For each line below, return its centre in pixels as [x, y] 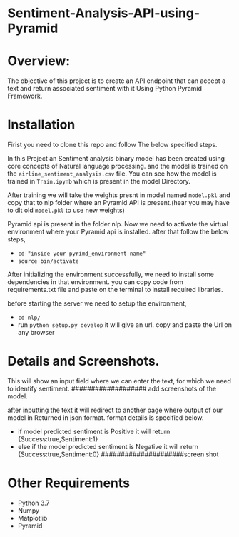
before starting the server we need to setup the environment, [97, 303]
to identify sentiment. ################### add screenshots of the [112, 388]
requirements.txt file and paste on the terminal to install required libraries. [115, 290]
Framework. [25, 96]
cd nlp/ [29, 318]
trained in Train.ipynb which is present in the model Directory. [99, 181]
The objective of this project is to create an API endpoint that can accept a [117, 81]
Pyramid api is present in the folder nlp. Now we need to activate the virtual [118, 224]
